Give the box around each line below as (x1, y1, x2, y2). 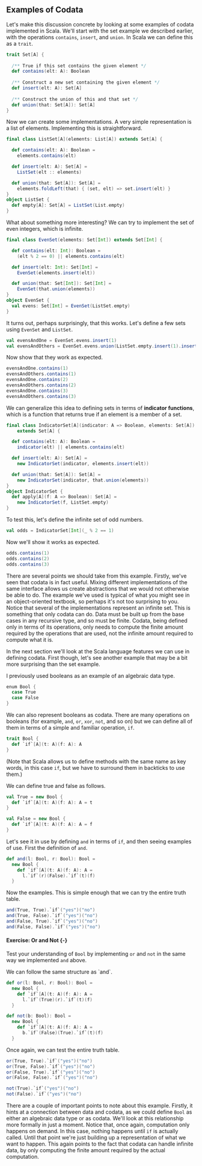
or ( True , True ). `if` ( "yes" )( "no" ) (6, 1058, 93, 1064)
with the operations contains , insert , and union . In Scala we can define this (6, 33, 194, 41)
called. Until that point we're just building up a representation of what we (6, 1134, 186, 1141)
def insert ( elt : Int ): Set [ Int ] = (11, 264, 98, 270)
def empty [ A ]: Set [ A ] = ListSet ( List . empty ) (11, 203, 125, 209)
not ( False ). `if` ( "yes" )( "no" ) (6, 1091, 82, 1097)
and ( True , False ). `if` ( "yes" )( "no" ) (6, 913, 98, 919)
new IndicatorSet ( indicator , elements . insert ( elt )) (17, 461, 149, 467)
